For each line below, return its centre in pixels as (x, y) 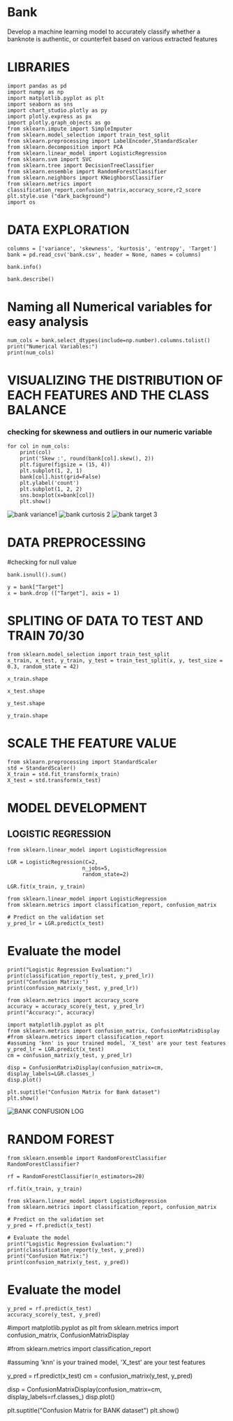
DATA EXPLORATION (68, 230)
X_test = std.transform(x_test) (54, 781)
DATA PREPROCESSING (77, 543)
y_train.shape (28, 716)
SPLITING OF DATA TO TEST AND (105, 621)
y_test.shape (26, 704)
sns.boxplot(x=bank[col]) (58, 495)
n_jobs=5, (96, 868)
